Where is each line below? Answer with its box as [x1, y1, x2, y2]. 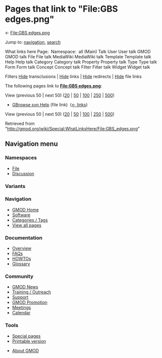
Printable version [12, 338, 46, 344]
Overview [12, 245, 32, 251]
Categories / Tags [12, 217, 48, 223]
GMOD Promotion [12, 300, 48, 306]
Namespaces [5, 154, 37, 161]
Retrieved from [5, 120, 35, 126]
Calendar [12, 310, 31, 316]
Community [5, 273, 33, 280]
